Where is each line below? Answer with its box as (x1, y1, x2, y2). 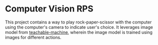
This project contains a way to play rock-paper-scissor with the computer (5, 19, 152, 25)
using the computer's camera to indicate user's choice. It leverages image (5, 24, 153, 30)
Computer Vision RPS (5, 3, 94, 14)
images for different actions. (5, 34, 62, 40)
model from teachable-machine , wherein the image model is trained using (5, 29, 153, 35)
